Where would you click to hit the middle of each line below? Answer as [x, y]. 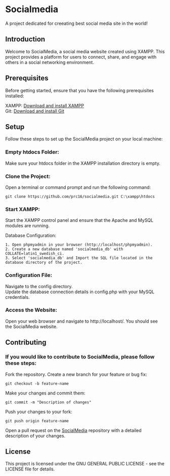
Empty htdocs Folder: [32, 152]
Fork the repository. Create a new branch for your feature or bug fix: [76, 374]
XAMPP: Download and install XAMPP [45, 105]
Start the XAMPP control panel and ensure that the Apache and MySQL [79, 220]
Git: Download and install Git [35, 111]
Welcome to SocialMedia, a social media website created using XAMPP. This [85, 51]
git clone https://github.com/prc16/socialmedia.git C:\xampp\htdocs [80, 196]
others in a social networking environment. [50, 62]
